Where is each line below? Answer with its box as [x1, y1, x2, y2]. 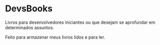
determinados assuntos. [5, 24, 54, 30]
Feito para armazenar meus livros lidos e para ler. [5, 34, 105, 40]
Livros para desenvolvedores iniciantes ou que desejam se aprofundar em [5, 19, 156, 25]
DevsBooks [5, 3, 53, 14]
